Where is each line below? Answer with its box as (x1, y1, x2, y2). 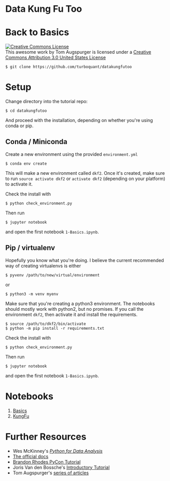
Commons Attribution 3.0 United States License (5, 54, 106, 61)
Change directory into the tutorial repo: (5, 98, 88, 105)
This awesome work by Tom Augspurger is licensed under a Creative (5, 49, 152, 55)
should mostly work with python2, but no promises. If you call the (5, 306, 144, 312)
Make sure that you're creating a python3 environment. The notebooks (5, 300, 155, 307)
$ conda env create (5, 161, 47, 166)
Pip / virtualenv (5, 244, 55, 252)
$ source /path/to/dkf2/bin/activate (5, 321, 86, 326)
